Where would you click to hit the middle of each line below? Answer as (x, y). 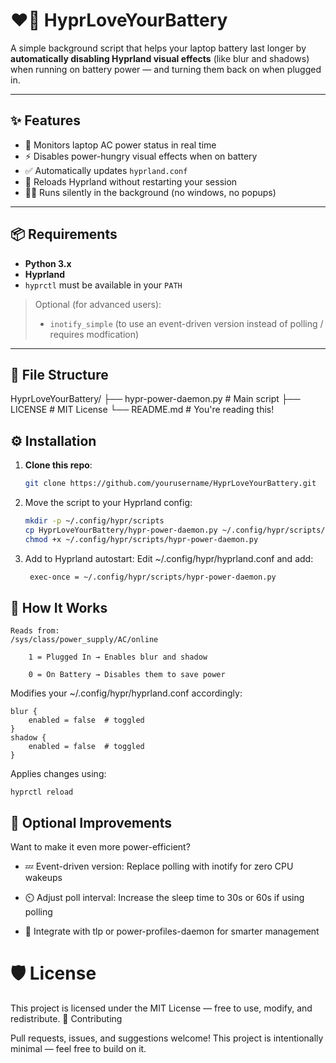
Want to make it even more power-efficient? (100, 847)
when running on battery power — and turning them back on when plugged (166, 69)
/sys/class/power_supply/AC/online (84, 640)
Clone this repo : (58, 465)
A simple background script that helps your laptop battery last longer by (158, 48)
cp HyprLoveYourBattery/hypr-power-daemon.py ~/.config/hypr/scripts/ (175, 530)
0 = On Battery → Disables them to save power (127, 675)
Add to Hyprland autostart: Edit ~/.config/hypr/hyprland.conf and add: (169, 558)
